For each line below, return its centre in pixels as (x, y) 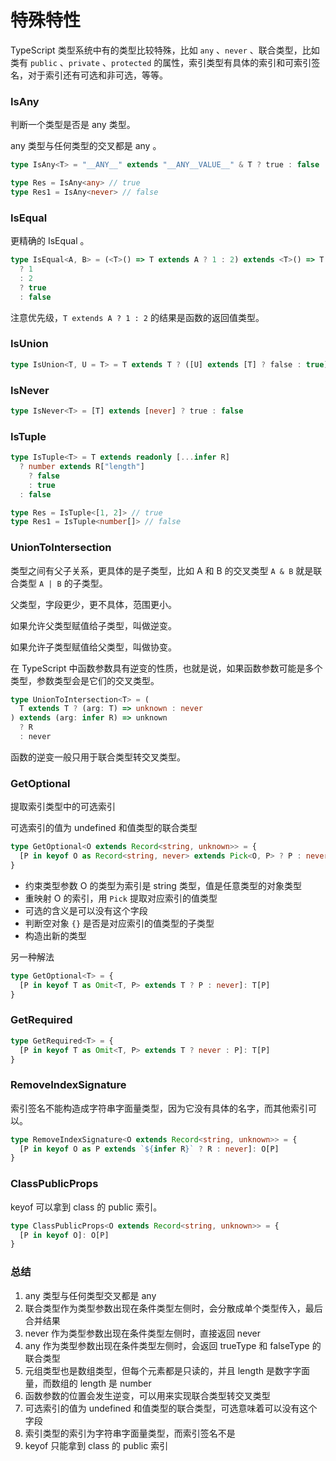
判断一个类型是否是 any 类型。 (73, 125)
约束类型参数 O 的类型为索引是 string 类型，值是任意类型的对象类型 (163, 885)
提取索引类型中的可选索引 (63, 807)
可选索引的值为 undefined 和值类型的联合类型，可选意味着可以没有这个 (171, 1408)
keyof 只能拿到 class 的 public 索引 (96, 1445)
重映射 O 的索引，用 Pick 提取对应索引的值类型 (121, 898)
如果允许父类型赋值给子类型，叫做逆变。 (93, 625)
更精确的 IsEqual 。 (50, 241)
